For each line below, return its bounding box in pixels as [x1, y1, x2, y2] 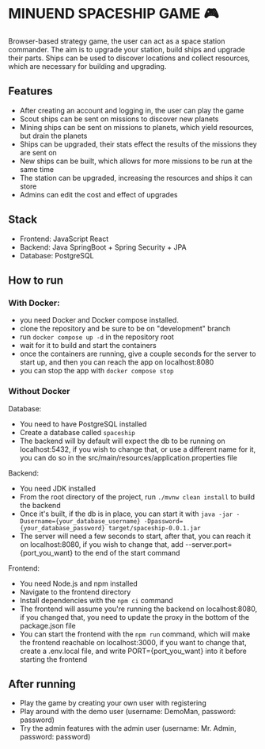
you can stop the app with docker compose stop [19, 366, 174, 376]
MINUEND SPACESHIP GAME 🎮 [8, 5, 219, 23]
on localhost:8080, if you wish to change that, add [19, 539, 184, 549]
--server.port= [185, 539, 233, 549]
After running [8, 677, 77, 690]
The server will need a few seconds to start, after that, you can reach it [19, 531, 252, 541]
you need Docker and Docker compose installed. [19, 315, 180, 325]
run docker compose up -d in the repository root [19, 332, 174, 342]
